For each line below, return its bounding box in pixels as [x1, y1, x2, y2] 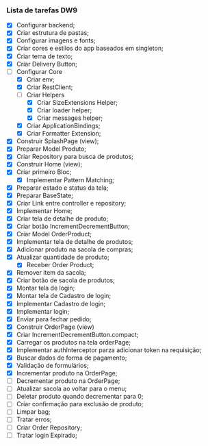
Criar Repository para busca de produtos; [16, 153, 134, 161]
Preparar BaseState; [16, 191, 73, 199]
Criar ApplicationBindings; [26, 122, 101, 130]
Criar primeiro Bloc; [16, 168, 72, 176]
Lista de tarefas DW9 [6, 5, 78, 15]
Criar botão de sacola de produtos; [16, 276, 116, 284]
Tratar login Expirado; [16, 431, 78, 439]
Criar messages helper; [36, 114, 103, 122]
